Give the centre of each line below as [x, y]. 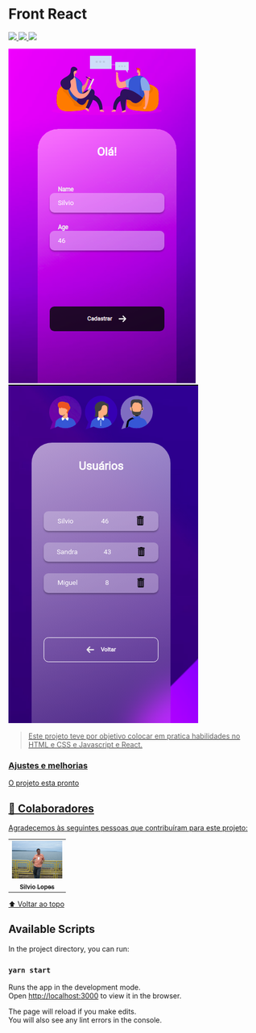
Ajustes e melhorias [48, 765]
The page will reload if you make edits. [72, 1012]
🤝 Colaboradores [52, 808]
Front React [48, 14]
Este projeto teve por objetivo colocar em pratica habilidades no [134, 736]
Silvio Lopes [37, 887]
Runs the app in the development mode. [74, 987]
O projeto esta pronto [44, 783]
